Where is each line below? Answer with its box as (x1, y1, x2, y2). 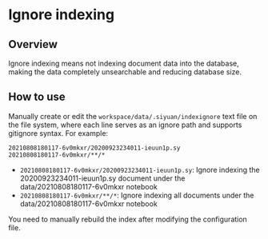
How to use (8, 90, 66, 104)
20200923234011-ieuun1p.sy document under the (19, 173, 186, 183)
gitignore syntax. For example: (8, 128, 109, 137)
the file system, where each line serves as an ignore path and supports (8, 120, 242, 129)
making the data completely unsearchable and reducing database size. (8, 67, 242, 77)
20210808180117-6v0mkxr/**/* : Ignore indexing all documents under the (19, 190, 254, 200)
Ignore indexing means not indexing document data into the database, (8, 58, 240, 68)
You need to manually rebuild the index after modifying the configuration (8, 214, 248, 224)
